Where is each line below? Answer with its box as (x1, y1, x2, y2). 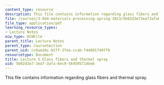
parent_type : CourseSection (5, 43, 62, 48)
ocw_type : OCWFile (5, 34, 42, 39)
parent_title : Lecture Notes (5, 39, 64, 44)
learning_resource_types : (5, 25, 58, 30)
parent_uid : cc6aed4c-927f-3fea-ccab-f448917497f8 (5, 48, 110, 52)
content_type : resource (5, 7, 54, 12)
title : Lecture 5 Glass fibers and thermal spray (5, 57, 108, 62)
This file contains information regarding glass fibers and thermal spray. (5, 75, 147, 81)
